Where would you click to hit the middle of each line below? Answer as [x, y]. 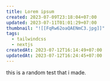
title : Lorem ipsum [30, 12]
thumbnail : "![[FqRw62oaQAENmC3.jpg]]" [56, 28]
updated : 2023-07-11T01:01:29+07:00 [51, 22]
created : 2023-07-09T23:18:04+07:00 [51, 17]
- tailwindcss [29, 39]
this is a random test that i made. [46, 72]
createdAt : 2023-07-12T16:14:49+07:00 [54, 50]
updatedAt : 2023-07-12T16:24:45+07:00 [54, 56]
